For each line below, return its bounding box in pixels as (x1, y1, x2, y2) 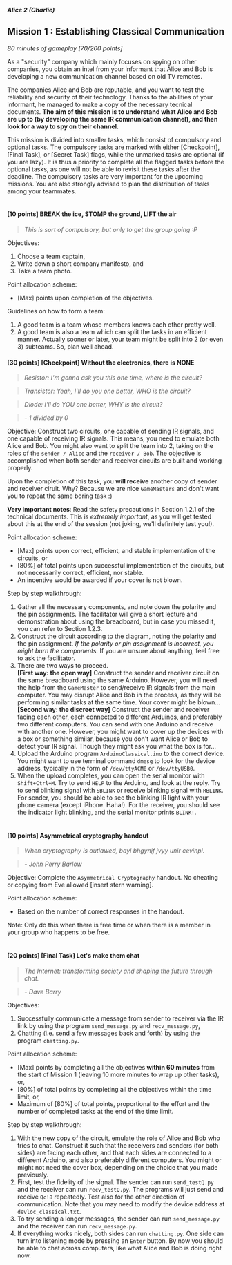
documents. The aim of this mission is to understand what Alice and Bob (7, 107, 218, 116)
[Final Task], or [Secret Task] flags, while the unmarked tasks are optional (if (7, 150, 224, 158)
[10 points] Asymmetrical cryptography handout (7, 831, 149, 840)
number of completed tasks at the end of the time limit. (17, 1107, 174, 1115)
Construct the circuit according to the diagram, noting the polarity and (17, 632, 217, 641)
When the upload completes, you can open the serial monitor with (17, 771, 205, 780)
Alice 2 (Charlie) (7, 6, 55, 14)
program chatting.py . (17, 1036, 79, 1045)
